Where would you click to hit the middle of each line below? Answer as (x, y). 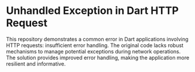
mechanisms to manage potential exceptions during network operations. (93, 51)
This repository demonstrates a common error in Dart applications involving (97, 39)
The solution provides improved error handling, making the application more (98, 57)
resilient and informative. (36, 64)
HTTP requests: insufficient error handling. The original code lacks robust (95, 45)
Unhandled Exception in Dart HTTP (93, 11)
